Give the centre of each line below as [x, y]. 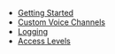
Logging [33, 31]
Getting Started [45, 13]
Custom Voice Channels [61, 22]
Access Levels [44, 41]
